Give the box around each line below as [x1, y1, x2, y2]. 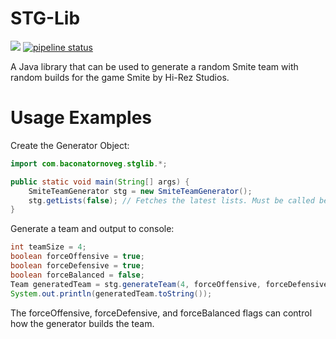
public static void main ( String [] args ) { [10, 177, 190, 187]
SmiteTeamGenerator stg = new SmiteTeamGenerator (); [28, 186, 253, 196]
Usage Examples [10, 107, 153, 129]
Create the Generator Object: [10, 139, 130, 151]
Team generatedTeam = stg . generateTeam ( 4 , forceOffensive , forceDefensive [10, 279, 329, 289]
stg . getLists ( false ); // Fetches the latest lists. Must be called [28, 195, 315, 206]
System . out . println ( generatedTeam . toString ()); [10, 288, 213, 299]
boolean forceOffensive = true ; [10, 252, 145, 262]
